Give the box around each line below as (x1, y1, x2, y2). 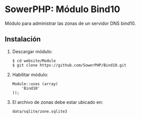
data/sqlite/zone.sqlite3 (12, 109, 67, 114)
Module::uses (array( (12, 81, 58, 87)
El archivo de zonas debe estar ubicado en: (12, 99, 103, 105)
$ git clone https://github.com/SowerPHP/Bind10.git (12, 62, 127, 68)
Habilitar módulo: (12, 71, 48, 77)
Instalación (5, 35, 41, 44)
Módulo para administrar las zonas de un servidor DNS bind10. (5, 20, 136, 26)
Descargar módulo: (12, 48, 53, 54)
